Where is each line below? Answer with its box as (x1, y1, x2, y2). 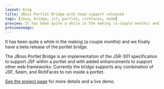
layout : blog (5, 7, 32, 12)
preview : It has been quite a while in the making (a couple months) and (5, 21, 160, 26)
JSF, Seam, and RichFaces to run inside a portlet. (5, 69, 105, 75)
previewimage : (5, 25, 34, 30)
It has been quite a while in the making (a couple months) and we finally (5, 39, 151, 44)
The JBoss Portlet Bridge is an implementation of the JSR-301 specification (5, 53, 158, 59)
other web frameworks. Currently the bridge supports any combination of (5, 64, 154, 70)
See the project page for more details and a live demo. (5, 79, 115, 85)
